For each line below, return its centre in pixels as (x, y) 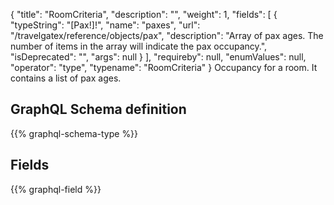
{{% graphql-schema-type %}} (74, 133)
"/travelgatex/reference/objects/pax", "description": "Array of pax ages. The (167, 35)
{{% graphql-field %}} (56, 189)
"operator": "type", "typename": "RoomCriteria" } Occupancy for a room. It (164, 67)
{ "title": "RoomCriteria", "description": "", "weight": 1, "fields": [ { (144, 14)
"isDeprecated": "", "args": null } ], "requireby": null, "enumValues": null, (158, 57)
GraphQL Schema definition (98, 109)
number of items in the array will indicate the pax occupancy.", (139, 46)
